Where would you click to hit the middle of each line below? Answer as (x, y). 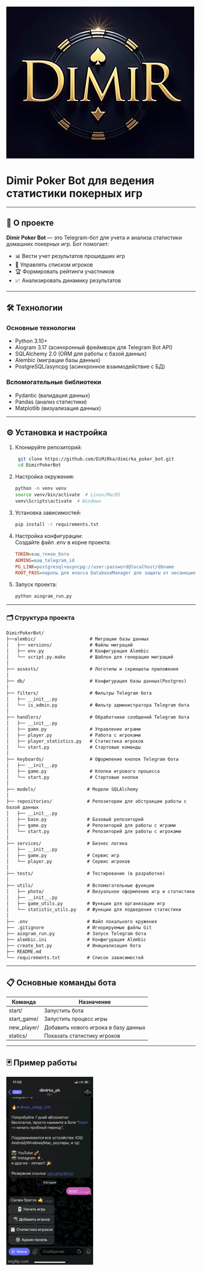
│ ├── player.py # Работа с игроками (74, 735)
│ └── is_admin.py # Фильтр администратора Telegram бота (98, 705)
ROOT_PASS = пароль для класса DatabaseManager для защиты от (92, 573)
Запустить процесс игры (76, 1019)
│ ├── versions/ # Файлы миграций (70, 645)
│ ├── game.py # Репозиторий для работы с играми (91, 825)
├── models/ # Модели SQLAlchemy (72, 789)
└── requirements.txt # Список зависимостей (75, 958)
